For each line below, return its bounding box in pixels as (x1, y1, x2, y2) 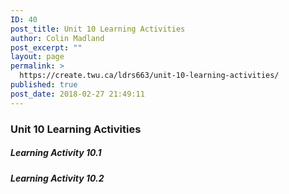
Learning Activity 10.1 (10, 147, 102, 159)
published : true (10, 80, 78, 90)
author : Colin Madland (10, 33, 105, 43)
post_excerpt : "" (10, 42, 83, 53)
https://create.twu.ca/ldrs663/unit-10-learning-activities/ (19, 71, 280, 81)
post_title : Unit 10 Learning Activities (10, 24, 186, 34)
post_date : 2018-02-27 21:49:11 (10, 89, 145, 99)
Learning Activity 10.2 (10, 172, 105, 184)
